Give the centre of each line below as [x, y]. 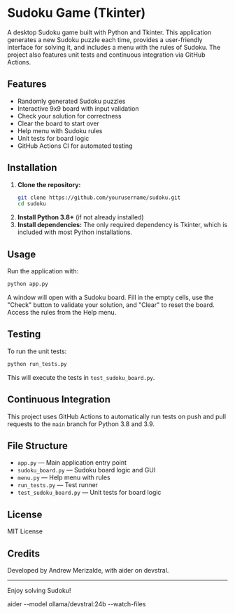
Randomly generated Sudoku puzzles [71, 101]
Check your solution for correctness [69, 116]
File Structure [37, 445]
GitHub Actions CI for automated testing [75, 146]
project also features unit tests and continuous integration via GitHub [106, 55]
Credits [24, 553]
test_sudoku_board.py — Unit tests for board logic [89, 493]
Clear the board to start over [58, 123]
